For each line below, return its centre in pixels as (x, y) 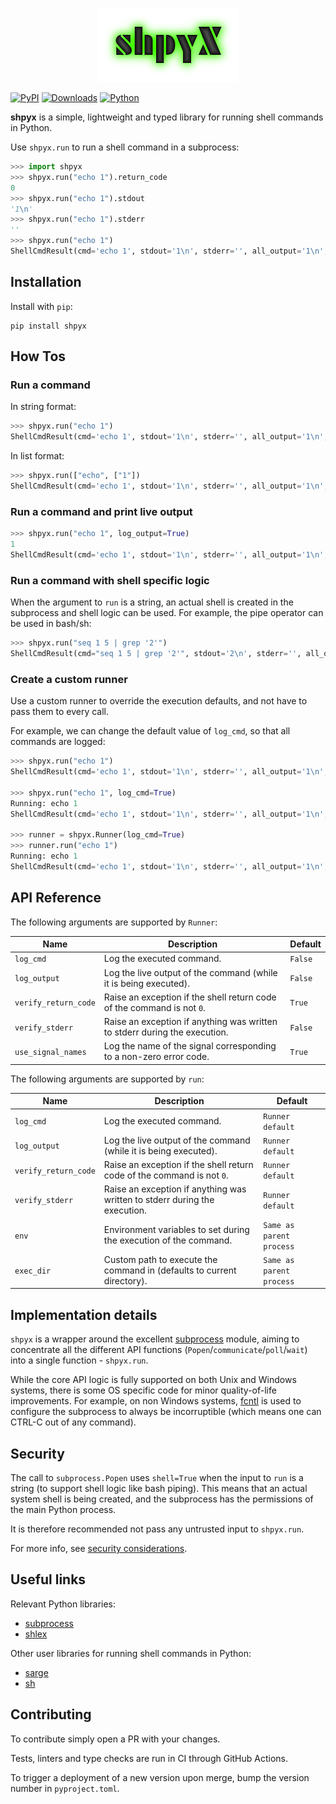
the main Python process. (63, 1509)
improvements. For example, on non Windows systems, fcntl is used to (156, 1401)
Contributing (51, 1714)
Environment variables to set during (176, 1230)
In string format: (43, 407)
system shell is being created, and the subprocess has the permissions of (162, 1499)
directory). (125, 1280)
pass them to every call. (60, 712)
